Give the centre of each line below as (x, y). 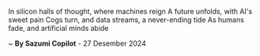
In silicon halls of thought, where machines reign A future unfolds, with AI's (130, 11)
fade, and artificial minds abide (58, 28)
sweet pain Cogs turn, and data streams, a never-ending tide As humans (126, 20)
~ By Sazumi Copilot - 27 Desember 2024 (77, 43)
